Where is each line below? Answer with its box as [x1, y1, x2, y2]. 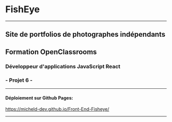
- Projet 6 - [5, 77, 33, 84]
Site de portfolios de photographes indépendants [5, 30, 165, 39]
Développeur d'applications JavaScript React [5, 63, 121, 70]
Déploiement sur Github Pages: [5, 94, 73, 101]
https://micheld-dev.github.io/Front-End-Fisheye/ [5, 106, 110, 112]
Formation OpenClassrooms [5, 47, 97, 56]
